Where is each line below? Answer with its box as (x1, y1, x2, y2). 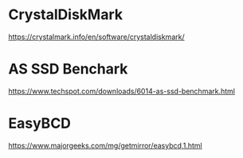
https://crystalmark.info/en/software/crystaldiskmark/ (8, 32, 185, 41)
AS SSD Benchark (8, 60, 128, 78)
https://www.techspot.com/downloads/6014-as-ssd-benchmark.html (8, 86, 235, 96)
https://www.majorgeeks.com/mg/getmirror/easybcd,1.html (8, 140, 202, 150)
